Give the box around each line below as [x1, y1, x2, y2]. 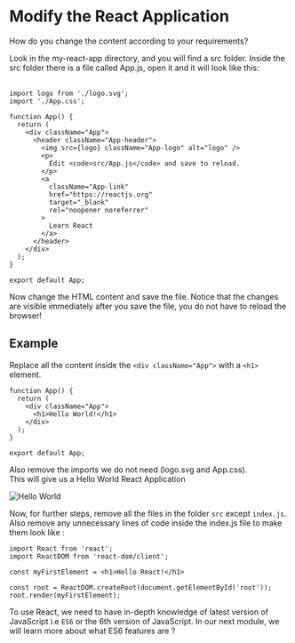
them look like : [9, 526, 65, 537]
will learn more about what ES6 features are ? [9, 625, 176, 636]
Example [9, 336, 59, 351]
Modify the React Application [9, 6, 229, 27]
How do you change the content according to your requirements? [9, 36, 249, 46]
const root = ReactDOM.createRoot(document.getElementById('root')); [9, 583, 273, 592]
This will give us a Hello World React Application [9, 473, 186, 484]
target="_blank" [48, 197, 109, 206]
